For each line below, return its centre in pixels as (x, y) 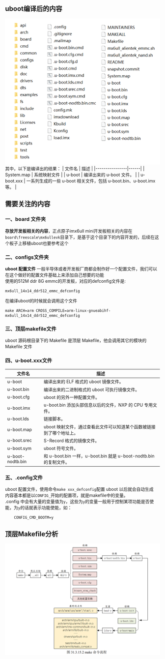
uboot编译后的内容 (34, 9)
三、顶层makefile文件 (31, 329)
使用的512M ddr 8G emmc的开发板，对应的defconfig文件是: (66, 281)
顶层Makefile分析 (32, 534)
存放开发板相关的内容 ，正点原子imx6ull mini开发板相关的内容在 (69, 231)
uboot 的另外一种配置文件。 (71, 397)
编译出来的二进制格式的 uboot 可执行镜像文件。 (92, 389)
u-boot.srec (19, 440)
